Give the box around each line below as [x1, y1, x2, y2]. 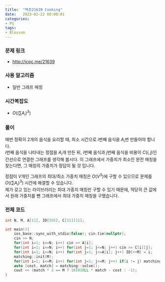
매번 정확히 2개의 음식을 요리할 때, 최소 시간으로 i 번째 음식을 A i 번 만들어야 [5, 136, 146, 143]
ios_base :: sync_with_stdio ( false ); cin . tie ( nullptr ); [14, 231, 126, 236]
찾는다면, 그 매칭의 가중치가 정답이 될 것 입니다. [5, 163, 96, 169]
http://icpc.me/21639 [12, 59, 55, 64]
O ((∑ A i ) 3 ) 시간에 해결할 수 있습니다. [5, 179, 74, 187]
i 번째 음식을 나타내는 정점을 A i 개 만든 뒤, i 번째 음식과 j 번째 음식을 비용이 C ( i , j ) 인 [5, 150, 157, 157]
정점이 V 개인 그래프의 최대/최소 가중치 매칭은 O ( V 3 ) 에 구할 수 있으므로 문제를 [5, 173, 152, 179]
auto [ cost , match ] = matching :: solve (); [14, 263, 100, 268]
